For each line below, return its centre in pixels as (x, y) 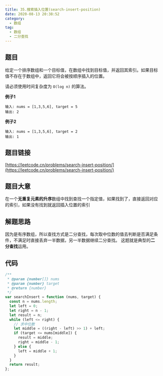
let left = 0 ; (24, 306)
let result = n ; (26, 315)
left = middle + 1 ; (37, 351)
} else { (23, 346)
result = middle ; (35, 338)
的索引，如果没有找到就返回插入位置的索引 (48, 205)
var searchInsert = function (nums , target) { (53, 297)
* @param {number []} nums (33, 279)
